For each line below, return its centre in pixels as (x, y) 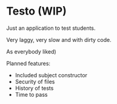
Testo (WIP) (36, 11)
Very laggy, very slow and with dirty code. (59, 40)
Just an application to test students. (51, 28)
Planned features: (28, 63)
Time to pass (31, 94)
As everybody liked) (31, 51)
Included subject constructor (51, 75)
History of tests (34, 88)
